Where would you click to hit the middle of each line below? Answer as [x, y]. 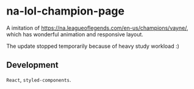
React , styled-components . [39, 79]
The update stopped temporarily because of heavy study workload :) [93, 46]
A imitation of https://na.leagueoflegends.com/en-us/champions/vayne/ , [97, 28]
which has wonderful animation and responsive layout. [75, 34]
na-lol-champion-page [66, 11]
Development [33, 65]
